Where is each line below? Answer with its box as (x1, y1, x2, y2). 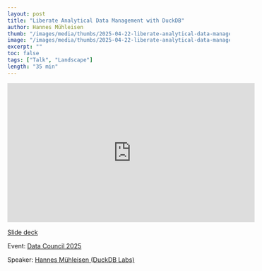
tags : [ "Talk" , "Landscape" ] (7, 57, 93, 64)
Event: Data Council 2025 (7, 241, 82, 250)
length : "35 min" (7, 63, 59, 70)
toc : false (7, 50, 40, 57)
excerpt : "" (7, 43, 42, 50)
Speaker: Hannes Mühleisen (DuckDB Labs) (7, 255, 135, 264)
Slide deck (7, 228, 38, 236)
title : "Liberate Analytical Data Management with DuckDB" (7, 17, 185, 24)
